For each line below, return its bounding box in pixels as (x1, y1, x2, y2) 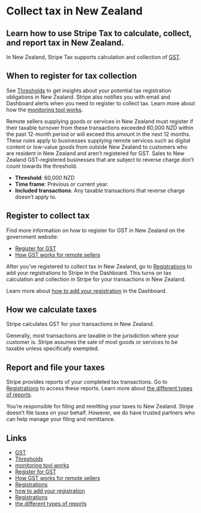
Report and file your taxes (6, 362, 105, 372)
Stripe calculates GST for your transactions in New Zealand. (6, 321, 154, 328)
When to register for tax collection (6, 71, 137, 81)
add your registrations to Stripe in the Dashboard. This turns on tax (6, 269, 172, 276)
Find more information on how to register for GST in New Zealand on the (6, 227, 185, 234)
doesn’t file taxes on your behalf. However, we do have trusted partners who (6, 409, 196, 416)
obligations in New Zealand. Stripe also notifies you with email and (6, 93, 170, 100)
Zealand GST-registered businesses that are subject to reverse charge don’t (6, 156, 194, 163)
